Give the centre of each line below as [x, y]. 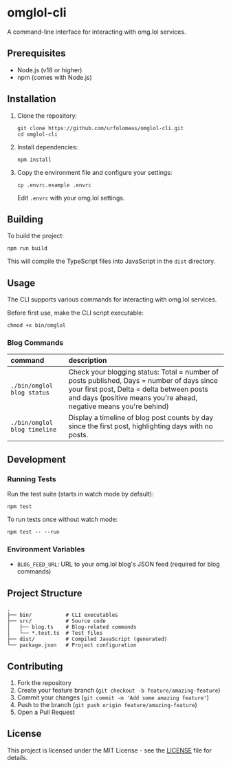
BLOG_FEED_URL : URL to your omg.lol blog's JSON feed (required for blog [118, 564]
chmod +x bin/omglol [37, 326]
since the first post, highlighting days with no [141, 426]
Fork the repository [44, 683]
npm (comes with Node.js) [55, 77]
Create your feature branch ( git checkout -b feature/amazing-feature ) [119, 691]
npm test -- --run [33, 532]
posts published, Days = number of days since [143, 381]
